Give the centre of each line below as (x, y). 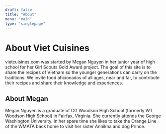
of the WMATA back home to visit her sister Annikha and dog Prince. (75, 126)
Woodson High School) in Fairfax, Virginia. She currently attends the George (83, 116)
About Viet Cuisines (47, 48)
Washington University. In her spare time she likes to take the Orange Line (81, 121)
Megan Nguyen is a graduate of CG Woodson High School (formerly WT (79, 110)
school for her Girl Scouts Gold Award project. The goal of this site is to (78, 67)
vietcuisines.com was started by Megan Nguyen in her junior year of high (80, 62)
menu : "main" (19, 19)
